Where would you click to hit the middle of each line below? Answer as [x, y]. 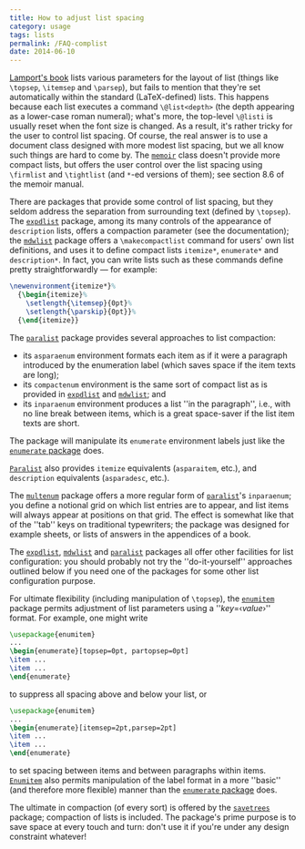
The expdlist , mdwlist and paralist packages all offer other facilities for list [152, 551]
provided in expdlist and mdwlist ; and [94, 394]
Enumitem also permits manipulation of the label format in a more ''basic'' [145, 780]
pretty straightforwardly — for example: [83, 270]
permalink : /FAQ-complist [58, 43]
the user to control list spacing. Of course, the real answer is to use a [139, 136]
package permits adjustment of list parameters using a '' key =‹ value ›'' [140, 608]
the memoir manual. [47, 184]
